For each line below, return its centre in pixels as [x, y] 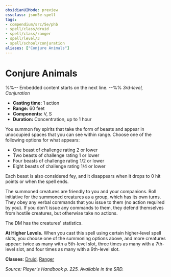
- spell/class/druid [27, 29]
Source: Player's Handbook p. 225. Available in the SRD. [65, 269]
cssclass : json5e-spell [31, 15]
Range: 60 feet [29, 108]
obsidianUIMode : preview [32, 10]
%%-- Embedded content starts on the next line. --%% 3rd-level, [74, 87]
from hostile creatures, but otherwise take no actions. [62, 213]
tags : [11, 19]
